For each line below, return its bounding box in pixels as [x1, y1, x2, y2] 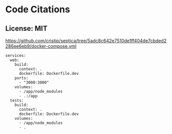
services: [5, 53, 27, 58]
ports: [14, 75, 29, 81]
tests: [10, 98, 24, 103]
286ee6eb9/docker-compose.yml [5, 43, 77, 49]
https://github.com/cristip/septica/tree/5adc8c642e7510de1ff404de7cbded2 [5, 37, 167, 44]
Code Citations [5, 4, 70, 15]
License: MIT [5, 24, 48, 33]
